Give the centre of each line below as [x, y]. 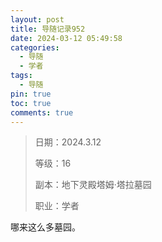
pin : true [31, 94]
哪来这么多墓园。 [45, 227]
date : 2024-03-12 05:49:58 [66, 38]
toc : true [31, 103]
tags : [21, 76]
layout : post [37, 19]
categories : [35, 47]
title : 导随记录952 [48, 29]
